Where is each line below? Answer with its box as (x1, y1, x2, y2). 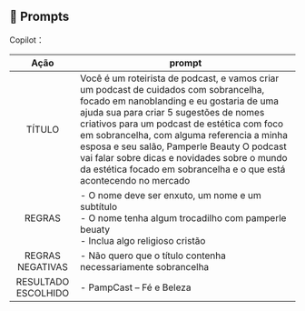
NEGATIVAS (16, 260, 68, 273)
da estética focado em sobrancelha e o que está (80, 163, 286, 176)
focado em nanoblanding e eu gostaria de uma (80, 95, 280, 107)
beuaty (80, 223, 111, 236)
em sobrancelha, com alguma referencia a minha (80, 128, 289, 141)
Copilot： (9, 34, 44, 45)
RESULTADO (15, 275, 70, 287)
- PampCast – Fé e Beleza (80, 281, 192, 294)
